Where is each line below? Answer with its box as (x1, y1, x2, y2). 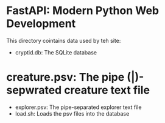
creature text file (63, 83, 150, 97)
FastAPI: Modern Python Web (6, 4, 160, 18)
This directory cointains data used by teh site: (6, 37, 121, 44)
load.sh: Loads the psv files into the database (15, 110, 130, 117)
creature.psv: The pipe (6, 70, 125, 84)
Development (6, 17, 76, 31)
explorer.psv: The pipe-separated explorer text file (15, 103, 142, 111)
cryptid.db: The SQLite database (15, 48, 97, 56)
